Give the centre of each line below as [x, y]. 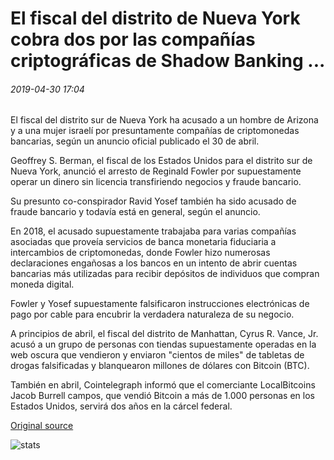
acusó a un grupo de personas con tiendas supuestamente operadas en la [163, 344]
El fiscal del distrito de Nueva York [155, 18]
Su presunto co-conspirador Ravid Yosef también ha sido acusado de [153, 201]
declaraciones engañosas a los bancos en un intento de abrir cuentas [154, 263]
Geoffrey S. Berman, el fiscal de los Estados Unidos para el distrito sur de [161, 161]
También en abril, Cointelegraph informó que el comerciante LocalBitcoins [163, 385]
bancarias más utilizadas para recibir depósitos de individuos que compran [165, 274]
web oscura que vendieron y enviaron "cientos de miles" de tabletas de [157, 355]
